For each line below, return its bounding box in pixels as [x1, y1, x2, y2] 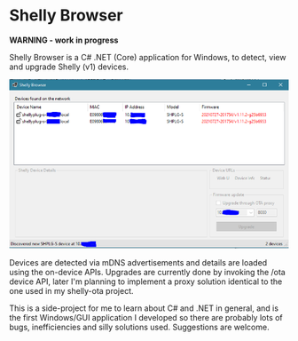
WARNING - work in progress [9, 35, 119, 45]
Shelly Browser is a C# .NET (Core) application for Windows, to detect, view [9, 52, 286, 62]
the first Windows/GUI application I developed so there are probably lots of [9, 313, 284, 323]
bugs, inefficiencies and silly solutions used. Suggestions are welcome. [9, 321, 270, 333]
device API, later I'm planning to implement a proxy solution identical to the [9, 276, 283, 287]
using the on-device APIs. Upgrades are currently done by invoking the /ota [9, 267, 286, 278]
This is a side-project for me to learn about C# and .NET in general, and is [9, 303, 279, 313]
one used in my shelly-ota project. [9, 286, 135, 297]
